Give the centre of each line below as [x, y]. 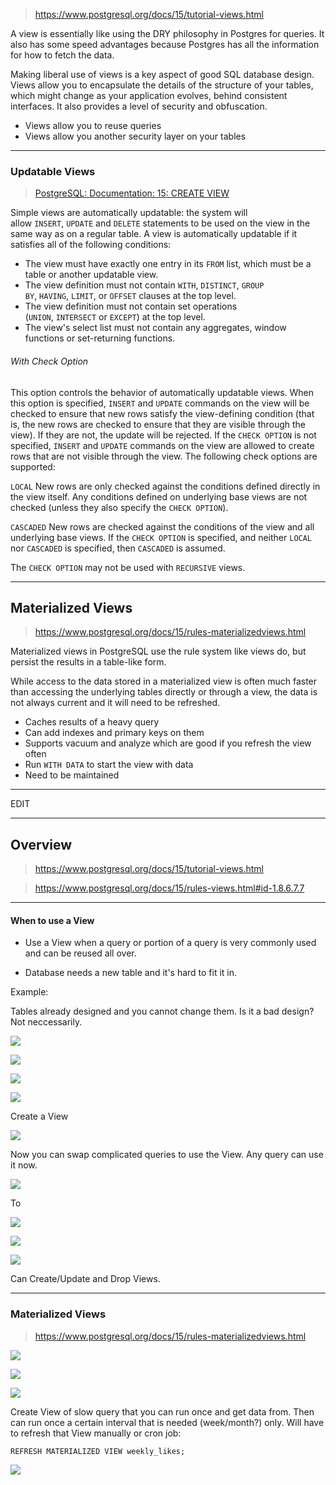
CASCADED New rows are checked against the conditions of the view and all [162, 526]
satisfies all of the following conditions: [91, 245]
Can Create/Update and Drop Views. [85, 1279]
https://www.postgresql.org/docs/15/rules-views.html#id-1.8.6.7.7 [169, 888]
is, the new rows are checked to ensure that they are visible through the [158, 424]
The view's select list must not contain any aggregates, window [155, 328]
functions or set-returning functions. [100, 338]
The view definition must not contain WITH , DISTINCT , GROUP [144, 285]
